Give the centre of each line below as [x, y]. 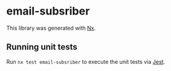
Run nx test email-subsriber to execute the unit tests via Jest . [86, 61]
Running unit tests [42, 47]
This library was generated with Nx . [51, 28]
